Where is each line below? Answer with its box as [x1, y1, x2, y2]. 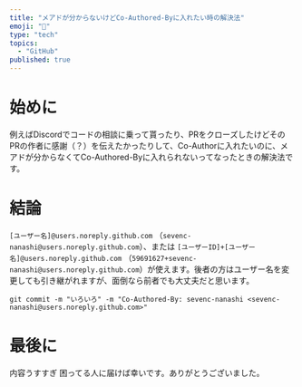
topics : [9, 38, 39, 48]
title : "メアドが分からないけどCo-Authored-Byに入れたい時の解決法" [9, 13, 245, 23]
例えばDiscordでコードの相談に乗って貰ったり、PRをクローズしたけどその [9, 129, 286, 140]
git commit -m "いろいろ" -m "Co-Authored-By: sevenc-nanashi [9, 295, 244, 304]
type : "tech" [9, 30, 59, 39]
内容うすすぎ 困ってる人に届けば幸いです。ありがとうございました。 [9, 367, 265, 378]
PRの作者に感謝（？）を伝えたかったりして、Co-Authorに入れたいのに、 [9, 140, 281, 150]
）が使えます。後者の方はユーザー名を [139, 264, 282, 275]
